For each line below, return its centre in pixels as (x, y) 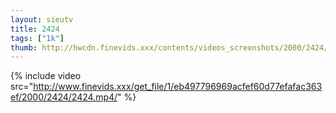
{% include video (46, 76)
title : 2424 (35, 29)
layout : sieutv (42, 19)
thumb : (24, 47)
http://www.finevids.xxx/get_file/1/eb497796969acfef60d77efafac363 (178, 87)
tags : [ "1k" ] (37, 38)
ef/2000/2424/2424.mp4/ (64, 97)
